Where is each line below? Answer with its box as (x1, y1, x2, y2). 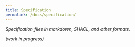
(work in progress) (5, 36, 44, 42)
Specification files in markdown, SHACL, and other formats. (5, 26, 131, 32)
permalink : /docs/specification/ (5, 12, 76, 17)
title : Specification (5, 7, 51, 13)
